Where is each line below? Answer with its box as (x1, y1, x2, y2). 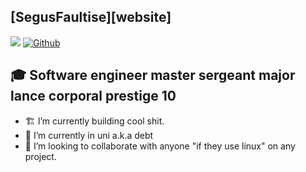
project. (24, 150, 57, 162)
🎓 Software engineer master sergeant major (10, 67, 296, 84)
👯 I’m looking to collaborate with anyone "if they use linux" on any (24, 140, 296, 152)
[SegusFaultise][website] (10, 9, 172, 26)
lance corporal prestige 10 (10, 88, 177, 105)
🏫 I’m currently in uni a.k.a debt (24, 129, 154, 141)
